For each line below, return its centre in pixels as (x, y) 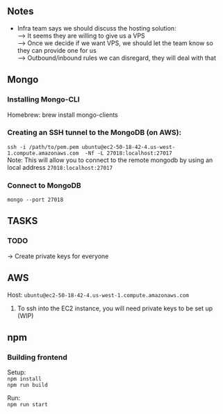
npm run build (28, 385)
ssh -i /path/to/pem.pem (43, 147)
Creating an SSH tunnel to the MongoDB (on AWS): (94, 133)
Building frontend (38, 357)
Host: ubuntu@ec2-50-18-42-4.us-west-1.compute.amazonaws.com (98, 294)
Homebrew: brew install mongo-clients (63, 115)
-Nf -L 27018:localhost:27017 (128, 153)
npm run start (28, 405)
